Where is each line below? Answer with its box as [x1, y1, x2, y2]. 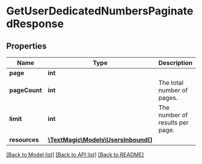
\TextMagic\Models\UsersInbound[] [47, 136, 153, 144]
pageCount [9, 86, 42, 94]
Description [158, 59, 193, 67]
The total [158, 79, 184, 87]
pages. [158, 94, 178, 102]
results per [158, 118, 189, 127]
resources [9, 136, 39, 144]
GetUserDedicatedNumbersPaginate [6, 4, 194, 18]
